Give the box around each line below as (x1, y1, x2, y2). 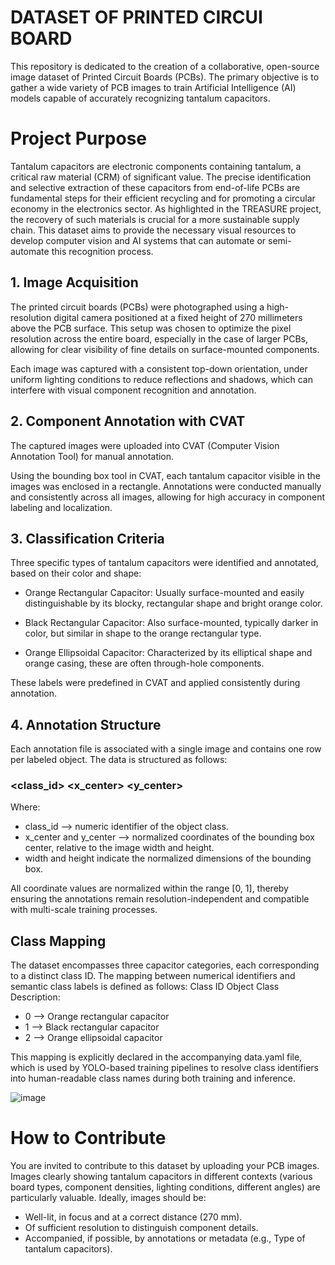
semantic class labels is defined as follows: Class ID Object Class (10, 981, 280, 993)
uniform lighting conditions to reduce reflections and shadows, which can (10, 373, 313, 385)
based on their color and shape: (10, 567, 142, 580)
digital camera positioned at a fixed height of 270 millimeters (53, 311, 303, 323)
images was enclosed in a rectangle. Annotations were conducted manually (10, 480, 322, 492)
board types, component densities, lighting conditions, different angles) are (10, 1181, 321, 1193)
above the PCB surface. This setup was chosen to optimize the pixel (10, 322, 292, 334)
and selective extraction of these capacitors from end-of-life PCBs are (10, 181, 301, 193)
